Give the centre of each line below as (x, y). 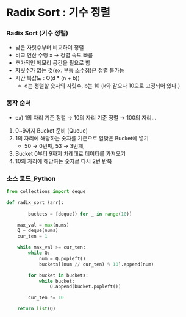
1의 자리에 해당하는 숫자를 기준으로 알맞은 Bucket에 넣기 (82, 138)
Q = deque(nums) (38, 231)
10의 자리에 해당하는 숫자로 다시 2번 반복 (63, 161)
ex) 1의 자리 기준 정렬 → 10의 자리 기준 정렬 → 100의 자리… (86, 117)
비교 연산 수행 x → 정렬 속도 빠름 (54, 55)
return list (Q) (37, 309)
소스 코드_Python (31, 178)
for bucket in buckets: (58, 275)
